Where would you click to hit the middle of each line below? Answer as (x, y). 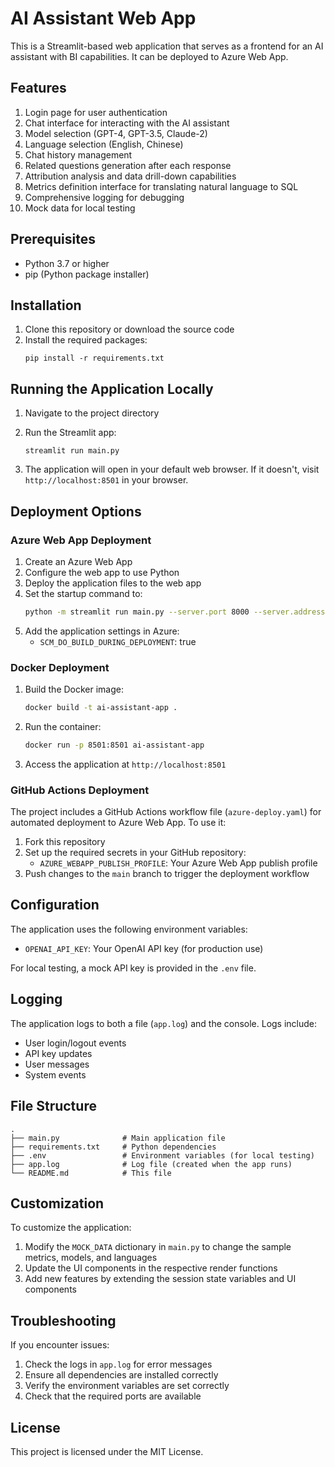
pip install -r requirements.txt (94, 358)
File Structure (53, 1106)
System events (55, 1074)
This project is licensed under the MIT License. (107, 1451)
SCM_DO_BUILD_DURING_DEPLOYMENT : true (118, 641)
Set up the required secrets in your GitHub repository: (135, 853)
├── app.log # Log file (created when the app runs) (151, 1164)
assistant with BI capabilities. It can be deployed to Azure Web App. (149, 56)
